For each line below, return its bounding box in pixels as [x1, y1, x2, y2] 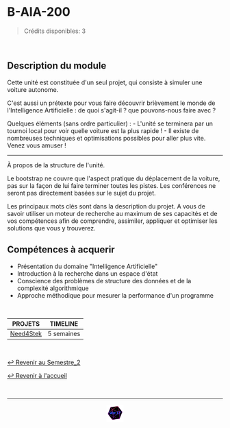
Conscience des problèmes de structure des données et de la [16, 276, 192, 285]
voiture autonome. [7, 85, 59, 93]
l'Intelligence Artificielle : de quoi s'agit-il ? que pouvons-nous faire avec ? [7, 106, 216, 114]
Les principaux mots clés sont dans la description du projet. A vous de [7, 202, 205, 210]
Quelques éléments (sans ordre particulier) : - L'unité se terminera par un [7, 119, 214, 128]
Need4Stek [10, 330, 42, 338]
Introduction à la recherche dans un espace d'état [16, 269, 158, 278]
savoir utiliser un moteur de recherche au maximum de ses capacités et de [7, 209, 218, 217]
